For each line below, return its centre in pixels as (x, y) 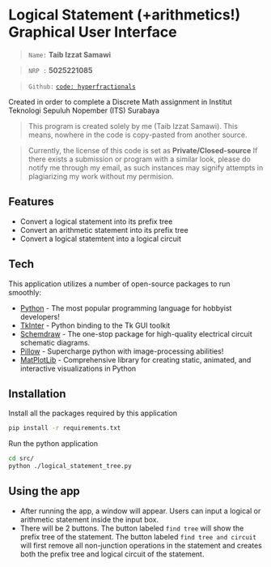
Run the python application (53, 444)
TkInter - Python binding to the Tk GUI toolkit (95, 325)
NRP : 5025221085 (60, 70)
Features (31, 202)
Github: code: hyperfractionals (82, 87)
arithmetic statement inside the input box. (89, 519)
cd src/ (21, 459)
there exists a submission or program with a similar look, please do (139, 159)
